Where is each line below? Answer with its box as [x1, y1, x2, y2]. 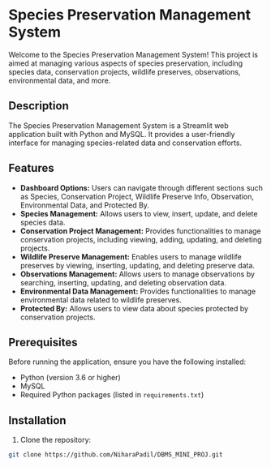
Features [8, 161, 54, 175]
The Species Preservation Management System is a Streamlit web [8, 120, 229, 131]
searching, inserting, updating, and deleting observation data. [19, 277, 227, 287]
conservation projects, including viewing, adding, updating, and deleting [19, 234, 262, 244]
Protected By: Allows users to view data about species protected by [19, 303, 249, 313]
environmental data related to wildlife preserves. [19, 294, 183, 305]
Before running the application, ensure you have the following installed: [8, 357, 247, 366]
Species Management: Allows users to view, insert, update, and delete [19, 208, 258, 218]
